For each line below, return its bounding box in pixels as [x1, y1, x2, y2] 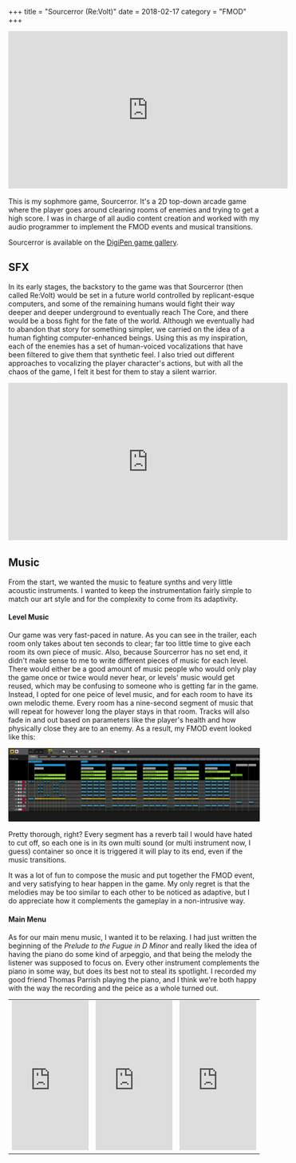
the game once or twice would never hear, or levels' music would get [8, 672, 235, 682]
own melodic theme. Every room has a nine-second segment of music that [8, 698, 254, 707]
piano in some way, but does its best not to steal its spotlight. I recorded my [8, 966, 257, 976]
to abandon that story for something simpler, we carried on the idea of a [8, 324, 245, 334]
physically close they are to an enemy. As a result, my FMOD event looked [8, 723, 252, 733]
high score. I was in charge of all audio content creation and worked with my [8, 213, 259, 223]
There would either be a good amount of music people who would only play [8, 663, 257, 674]
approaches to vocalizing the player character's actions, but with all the [8, 358, 243, 368]
